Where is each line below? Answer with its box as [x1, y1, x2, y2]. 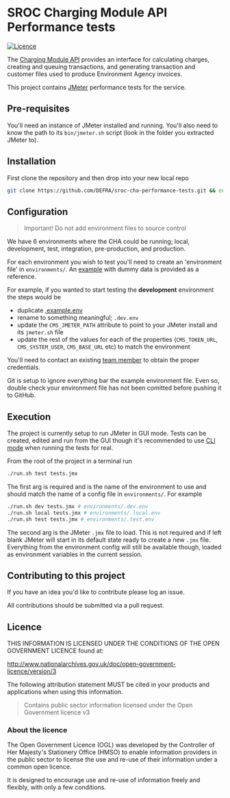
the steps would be [7, 293, 62, 301]
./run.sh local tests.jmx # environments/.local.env [7, 509, 161, 516]
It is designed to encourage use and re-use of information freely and [7, 776, 201, 784]
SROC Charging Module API [7, 5, 168, 21]
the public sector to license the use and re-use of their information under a [7, 756, 218, 764]
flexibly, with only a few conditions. [7, 783, 106, 792]
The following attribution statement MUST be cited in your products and [7, 680, 210, 689]
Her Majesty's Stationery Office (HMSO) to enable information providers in [7, 748, 218, 756]
